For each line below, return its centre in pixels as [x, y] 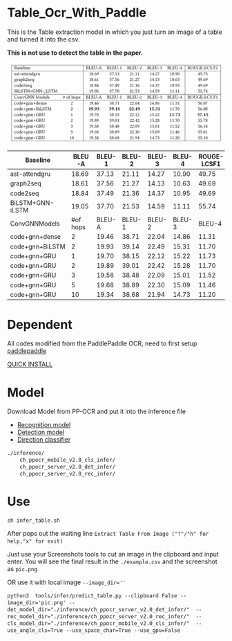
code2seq [25, 193]
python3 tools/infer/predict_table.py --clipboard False [92, 596]
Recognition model [44, 425]
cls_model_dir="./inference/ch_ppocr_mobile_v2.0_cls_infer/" [98, 624]
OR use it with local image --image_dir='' [67, 582]
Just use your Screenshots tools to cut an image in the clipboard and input [113, 554]
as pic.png [22, 569]
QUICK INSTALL [30, 364]
